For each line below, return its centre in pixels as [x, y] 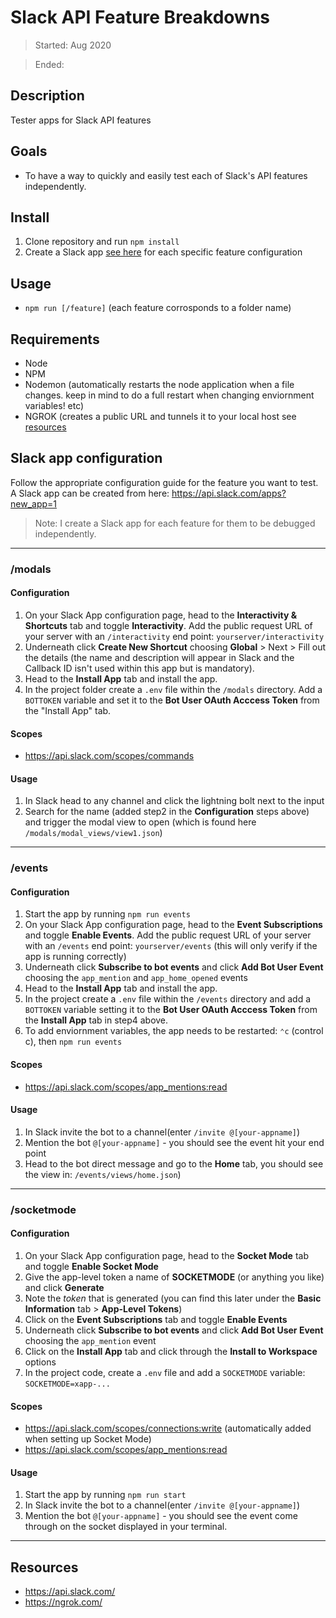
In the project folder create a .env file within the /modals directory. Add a [173, 689]
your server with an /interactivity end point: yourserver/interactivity [174, 636]
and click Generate [64, 1287]
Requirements [55, 339]
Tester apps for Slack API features [81, 120]
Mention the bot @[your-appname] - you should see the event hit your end [174, 1142]
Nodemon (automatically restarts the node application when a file [159, 384]
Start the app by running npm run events [107, 914]
